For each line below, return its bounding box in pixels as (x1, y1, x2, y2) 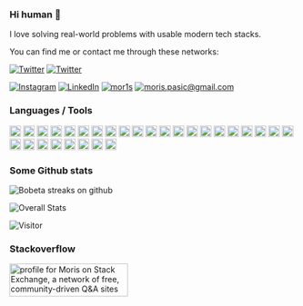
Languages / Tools (9, 104, 93, 117)
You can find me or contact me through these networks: (9, 46, 219, 57)
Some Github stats (9, 163, 94, 176)
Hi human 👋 (9, 8, 62, 21)
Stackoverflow (9, 242, 76, 255)
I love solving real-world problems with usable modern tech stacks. (9, 29, 262, 40)
